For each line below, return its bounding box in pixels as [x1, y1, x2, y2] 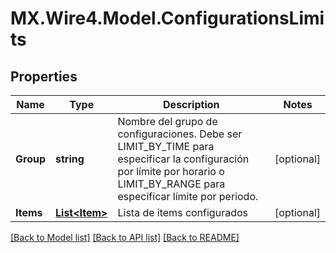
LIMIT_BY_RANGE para [117, 177, 226, 191]
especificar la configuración [117, 152, 250, 166]
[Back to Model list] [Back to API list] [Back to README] [10, 232, 240, 243]
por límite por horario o [117, 165, 225, 178]
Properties [10, 68, 78, 85]
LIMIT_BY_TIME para [117, 140, 215, 153]
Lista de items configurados [117, 206, 248, 219]
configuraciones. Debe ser [117, 127, 243, 141]
